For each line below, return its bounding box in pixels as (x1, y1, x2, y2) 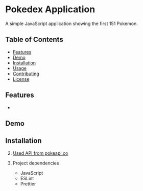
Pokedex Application (5, 4, 96, 15)
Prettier (20, 180, 36, 187)
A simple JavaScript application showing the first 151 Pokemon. (5, 20, 138, 27)
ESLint (20, 175, 34, 181)
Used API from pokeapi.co (12, 150, 68, 156)
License (12, 76, 30, 82)
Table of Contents (5, 35, 64, 44)
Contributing (12, 70, 39, 77)
